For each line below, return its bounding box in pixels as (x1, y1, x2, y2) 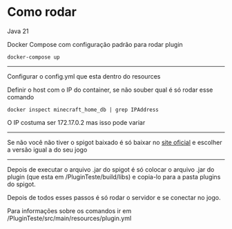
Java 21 (7, 27, 29, 35)
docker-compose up (7, 53, 60, 61)
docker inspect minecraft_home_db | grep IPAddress (7, 106, 159, 113)
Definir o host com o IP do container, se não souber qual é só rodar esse (7, 86, 213, 94)
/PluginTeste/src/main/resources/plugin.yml (7, 214, 132, 222)
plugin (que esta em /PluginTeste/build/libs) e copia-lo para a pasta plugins (7, 172, 221, 181)
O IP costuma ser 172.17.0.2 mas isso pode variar (7, 118, 146, 126)
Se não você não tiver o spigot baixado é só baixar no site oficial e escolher (7, 138, 222, 146)
